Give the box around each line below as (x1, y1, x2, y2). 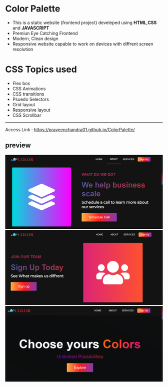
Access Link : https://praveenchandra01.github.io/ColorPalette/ (5, 126, 135, 133)
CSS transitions (12, 91, 44, 97)
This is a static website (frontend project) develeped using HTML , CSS (12, 20, 157, 26)
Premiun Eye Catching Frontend (12, 30, 78, 36)
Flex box (12, 80, 30, 86)
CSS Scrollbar (12, 112, 41, 118)
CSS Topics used (5, 64, 77, 75)
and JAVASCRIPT (12, 25, 49, 31)
